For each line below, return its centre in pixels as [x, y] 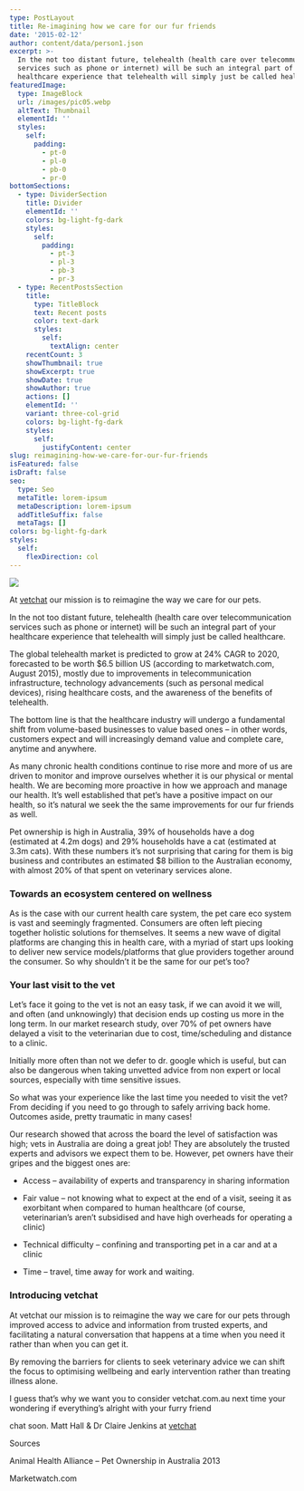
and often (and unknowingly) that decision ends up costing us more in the [147, 1015]
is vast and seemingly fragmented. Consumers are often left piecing [136, 923]
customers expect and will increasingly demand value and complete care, [147, 738]
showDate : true [54, 380]
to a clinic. [28, 1044]
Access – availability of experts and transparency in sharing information [156, 1181]
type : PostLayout [42, 18]
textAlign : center [84, 346]
